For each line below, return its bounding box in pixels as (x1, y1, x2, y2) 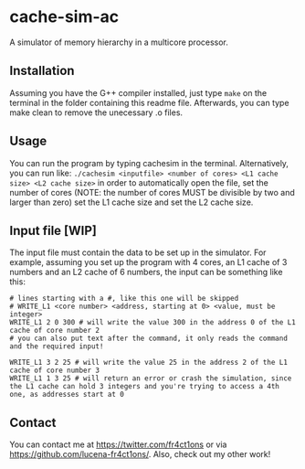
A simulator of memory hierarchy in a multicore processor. (9, 37, 228, 48)
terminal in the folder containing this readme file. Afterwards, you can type (9, 97, 289, 108)
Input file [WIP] (9, 222, 98, 239)
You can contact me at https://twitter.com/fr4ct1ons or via (9, 439, 227, 450)
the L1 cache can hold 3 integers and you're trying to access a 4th (9, 382, 280, 391)
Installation (9, 63, 75, 79)
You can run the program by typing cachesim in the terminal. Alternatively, (9, 157, 289, 168)
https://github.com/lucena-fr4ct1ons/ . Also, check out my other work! (9, 449, 271, 460)
